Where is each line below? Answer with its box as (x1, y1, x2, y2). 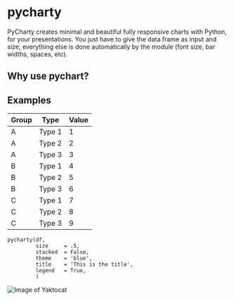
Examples (7, 94, 51, 106)
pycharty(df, (7, 236, 46, 243)
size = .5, (35, 243, 80, 250)
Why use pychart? (7, 70, 89, 82)
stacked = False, (35, 249, 90, 256)
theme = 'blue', (35, 255, 93, 262)
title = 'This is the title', (35, 261, 134, 268)
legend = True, (35, 267, 86, 274)
